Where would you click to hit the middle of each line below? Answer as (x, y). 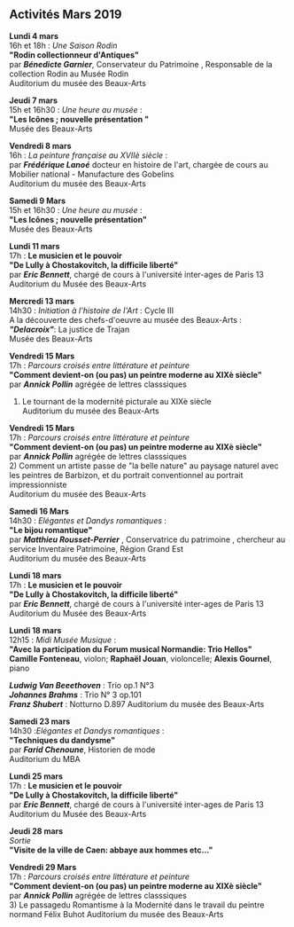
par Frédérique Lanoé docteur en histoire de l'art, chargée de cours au (139, 164)
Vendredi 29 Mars (43, 867)
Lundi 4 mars (34, 35)
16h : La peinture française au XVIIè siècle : (89, 155)
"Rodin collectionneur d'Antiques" (74, 55)
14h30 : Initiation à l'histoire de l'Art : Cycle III (92, 310)
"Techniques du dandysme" (62, 740)
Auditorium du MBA (45, 758)
